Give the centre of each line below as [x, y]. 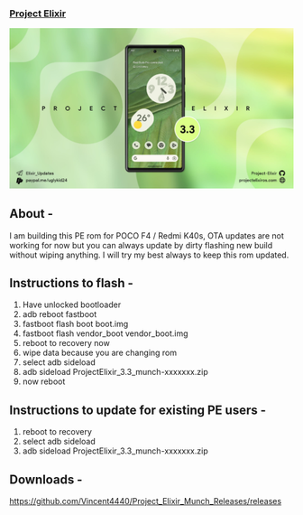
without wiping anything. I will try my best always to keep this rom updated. [149, 255]
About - [32, 214]
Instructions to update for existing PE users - [138, 410]
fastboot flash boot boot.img [75, 324]
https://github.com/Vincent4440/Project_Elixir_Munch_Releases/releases [146, 501]
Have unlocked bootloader [72, 304]
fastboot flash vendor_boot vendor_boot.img [105, 333]
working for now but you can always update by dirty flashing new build [141, 245]
